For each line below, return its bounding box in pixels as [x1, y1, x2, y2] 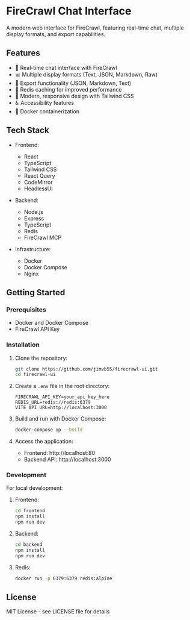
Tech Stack [6, 125, 49, 136]
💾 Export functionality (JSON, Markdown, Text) [14, 80, 132, 87]
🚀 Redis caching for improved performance [14, 86, 122, 93]
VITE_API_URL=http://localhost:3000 [14, 405, 107, 411]
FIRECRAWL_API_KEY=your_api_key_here [14, 394, 110, 400]
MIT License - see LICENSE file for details [6, 608, 110, 615]
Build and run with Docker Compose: [14, 415, 106, 422]
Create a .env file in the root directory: [14, 383, 110, 390]
